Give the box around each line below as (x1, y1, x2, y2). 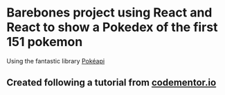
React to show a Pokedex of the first (6, 19, 218, 35)
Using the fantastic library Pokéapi (6, 56, 105, 65)
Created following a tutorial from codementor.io (6, 77, 217, 89)
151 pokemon (6, 34, 83, 50)
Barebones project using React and (6, 5, 213, 21)
